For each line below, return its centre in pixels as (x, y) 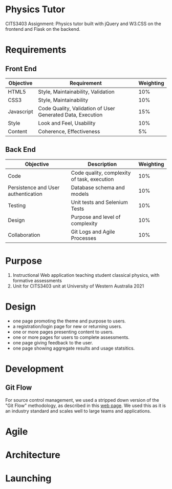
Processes (83, 238)
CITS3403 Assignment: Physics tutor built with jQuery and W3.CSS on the (83, 24)
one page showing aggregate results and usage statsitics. (74, 348)
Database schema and (98, 187)
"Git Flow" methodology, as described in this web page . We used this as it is (86, 405)
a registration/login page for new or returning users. (67, 326)
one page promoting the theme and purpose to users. (69, 321)
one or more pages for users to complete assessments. (71, 337)
